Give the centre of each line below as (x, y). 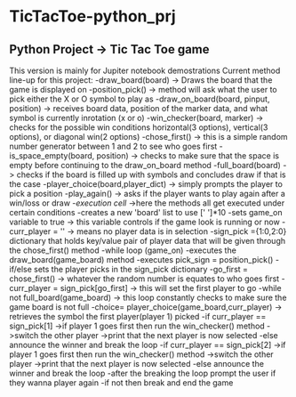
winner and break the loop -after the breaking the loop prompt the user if (143, 373)
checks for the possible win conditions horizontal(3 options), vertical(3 (139, 127)
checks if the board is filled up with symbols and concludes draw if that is (151, 174)
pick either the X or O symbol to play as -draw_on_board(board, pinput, (140, 99)
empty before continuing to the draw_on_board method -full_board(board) (145, 165)
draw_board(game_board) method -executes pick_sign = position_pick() (141, 259)
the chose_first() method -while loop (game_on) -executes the (123, 250)
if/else (21, 269)
